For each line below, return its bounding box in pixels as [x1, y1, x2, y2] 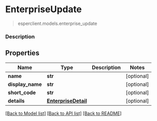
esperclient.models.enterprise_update [17, 20, 98, 26]
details [8, 97, 25, 104]
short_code [8, 89, 36, 96]
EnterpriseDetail [46, 97, 87, 104]
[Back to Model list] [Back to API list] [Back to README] [5, 110, 122, 116]
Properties [5, 49, 40, 57]
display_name [8, 80, 42, 87]
